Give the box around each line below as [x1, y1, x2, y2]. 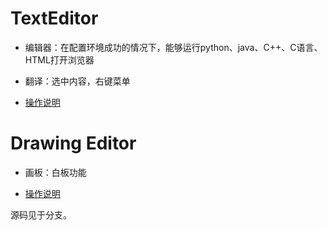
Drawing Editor [10, 132, 137, 155]
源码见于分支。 [10, 208, 72, 221]
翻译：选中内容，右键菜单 [24, 75, 131, 87]
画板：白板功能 [24, 166, 87, 178]
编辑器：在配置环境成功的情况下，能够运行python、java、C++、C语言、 [24, 41, 323, 53]
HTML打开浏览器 [24, 53, 95, 66]
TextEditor [10, 7, 99, 30]
